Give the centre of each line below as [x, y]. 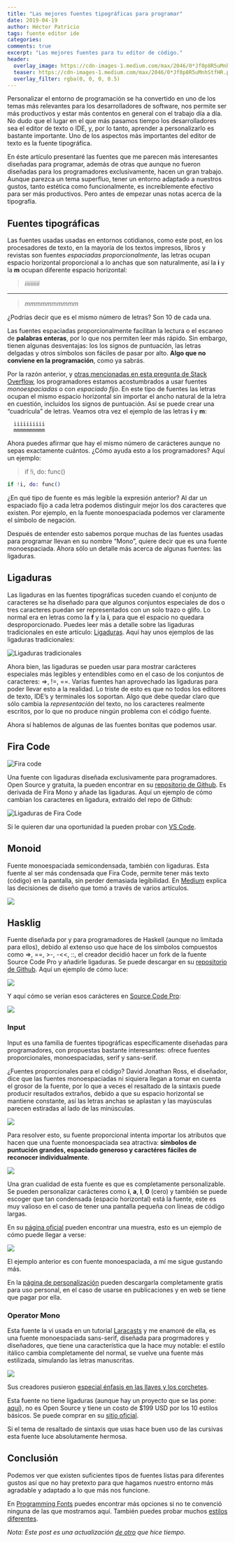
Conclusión [33, 1459]
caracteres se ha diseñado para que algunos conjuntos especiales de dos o [116, 602]
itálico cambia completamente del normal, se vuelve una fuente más [106, 1353]
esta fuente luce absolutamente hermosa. [67, 1436]
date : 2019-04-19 [33, 20]
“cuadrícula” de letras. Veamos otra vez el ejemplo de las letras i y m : [107, 411]
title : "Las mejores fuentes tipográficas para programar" [95, 14]
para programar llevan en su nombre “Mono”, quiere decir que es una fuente [117, 541]
